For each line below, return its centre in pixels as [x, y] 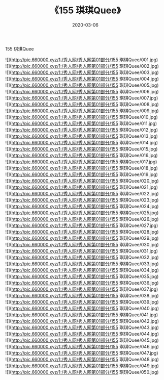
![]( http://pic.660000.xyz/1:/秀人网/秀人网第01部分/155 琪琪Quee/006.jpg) [82, 91]
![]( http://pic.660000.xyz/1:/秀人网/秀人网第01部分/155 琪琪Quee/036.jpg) [82, 283]
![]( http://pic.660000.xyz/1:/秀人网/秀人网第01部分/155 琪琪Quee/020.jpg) [82, 181]
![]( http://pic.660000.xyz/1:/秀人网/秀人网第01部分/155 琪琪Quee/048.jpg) [82, 359]
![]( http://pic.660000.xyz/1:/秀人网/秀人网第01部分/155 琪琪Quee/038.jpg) [82, 295]
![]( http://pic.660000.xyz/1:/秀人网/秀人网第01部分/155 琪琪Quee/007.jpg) [82, 98]
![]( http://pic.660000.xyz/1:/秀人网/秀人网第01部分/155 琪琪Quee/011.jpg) [81, 123]
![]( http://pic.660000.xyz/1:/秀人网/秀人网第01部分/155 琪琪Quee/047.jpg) [82, 353]
